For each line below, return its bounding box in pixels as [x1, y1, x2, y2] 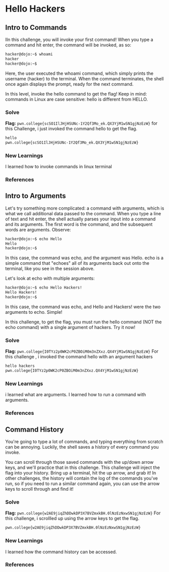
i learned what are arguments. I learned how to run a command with [5, 392, 146, 398]
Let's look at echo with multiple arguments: [5, 275, 95, 281]
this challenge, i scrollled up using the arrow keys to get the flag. [5, 515, 140, 521]
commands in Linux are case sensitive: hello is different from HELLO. [5, 96, 148, 102]
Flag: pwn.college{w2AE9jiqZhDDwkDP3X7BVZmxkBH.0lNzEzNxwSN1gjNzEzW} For [5, 510, 161, 516]
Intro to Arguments [5, 192, 66, 200]
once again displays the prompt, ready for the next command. [5, 81, 134, 87]
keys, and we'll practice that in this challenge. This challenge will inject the [5, 464, 160, 470]
